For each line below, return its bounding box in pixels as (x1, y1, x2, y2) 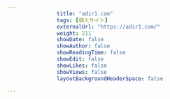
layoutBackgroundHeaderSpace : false (56, 75, 164, 82)
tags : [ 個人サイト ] (56, 17, 108, 24)
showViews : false (56, 68, 108, 75)
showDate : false (56, 36, 104, 43)
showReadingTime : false (56, 49, 127, 56)
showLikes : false (56, 62, 108, 69)
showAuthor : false (56, 43, 111, 49)
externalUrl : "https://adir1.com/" (56, 23, 160, 30)
